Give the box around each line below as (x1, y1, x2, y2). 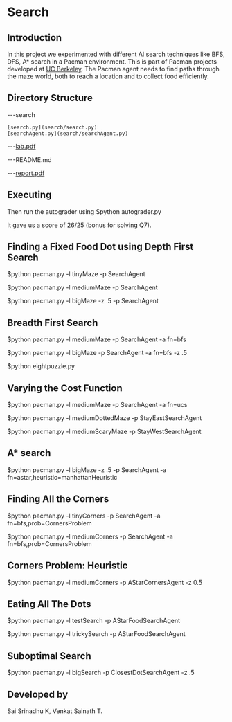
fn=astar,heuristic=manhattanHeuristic (7, 473, 118, 481)
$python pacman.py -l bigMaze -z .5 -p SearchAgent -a (7, 465, 167, 474)
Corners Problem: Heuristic (7, 560, 128, 572)
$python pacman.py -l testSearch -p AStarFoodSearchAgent (7, 617, 181, 625)
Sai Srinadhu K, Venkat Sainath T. (7, 707, 102, 715)
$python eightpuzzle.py (7, 362, 75, 370)
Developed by (7, 688, 69, 700)
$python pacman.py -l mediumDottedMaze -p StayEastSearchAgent (7, 414, 202, 422)
